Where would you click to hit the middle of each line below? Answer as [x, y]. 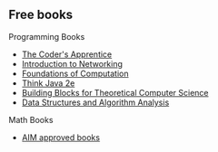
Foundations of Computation [75, 73]
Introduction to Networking [72, 63]
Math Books [31, 119]
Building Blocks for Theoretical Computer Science [115, 92]
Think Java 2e [48, 83]
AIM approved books [61, 137]
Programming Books [47, 36]
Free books [41, 15]
